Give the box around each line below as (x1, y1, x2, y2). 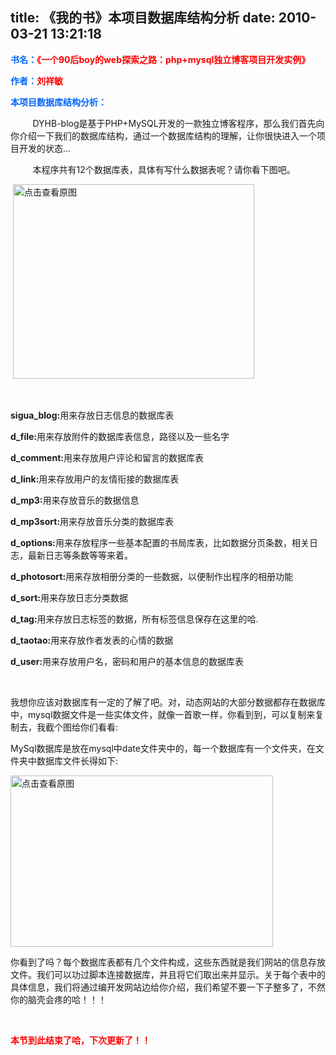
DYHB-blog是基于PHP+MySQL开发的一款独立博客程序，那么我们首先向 (32, 117, 325, 129)
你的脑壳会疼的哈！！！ (10, 993, 107, 1005)
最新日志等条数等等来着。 (27, 549, 133, 561)
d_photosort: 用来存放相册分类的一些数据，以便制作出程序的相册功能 (10, 570, 294, 582)
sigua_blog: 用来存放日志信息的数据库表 (10, 409, 175, 421)
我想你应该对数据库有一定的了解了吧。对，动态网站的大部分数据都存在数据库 (10, 696, 326, 708)
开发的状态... (18, 142, 72, 154)
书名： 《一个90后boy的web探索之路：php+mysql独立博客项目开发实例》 (10, 53, 311, 65)
